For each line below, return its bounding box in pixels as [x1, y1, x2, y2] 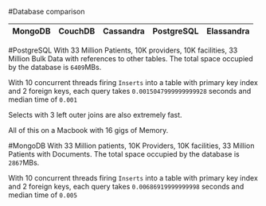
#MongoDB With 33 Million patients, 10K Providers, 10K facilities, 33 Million [8, 141, 255, 150]
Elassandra [206, 25, 250, 37]
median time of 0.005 [8, 190, 78, 200]
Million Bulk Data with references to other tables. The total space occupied [8, 54, 253, 63]
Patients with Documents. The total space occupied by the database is [8, 150, 241, 158]
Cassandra [102, 25, 145, 37]
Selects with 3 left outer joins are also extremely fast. [8, 111, 182, 119]
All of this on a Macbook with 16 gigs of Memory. [8, 126, 169, 134]
